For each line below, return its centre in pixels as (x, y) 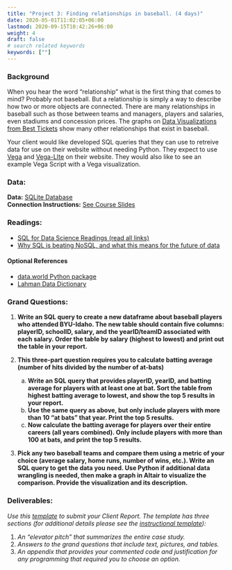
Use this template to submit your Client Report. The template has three (108, 516)
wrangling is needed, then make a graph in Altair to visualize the (112, 476)
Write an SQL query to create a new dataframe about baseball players (119, 317)
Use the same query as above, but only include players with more (124, 410)
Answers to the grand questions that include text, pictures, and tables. (118, 544)
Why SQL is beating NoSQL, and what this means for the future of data (118, 245)
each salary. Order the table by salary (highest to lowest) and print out (121, 339)
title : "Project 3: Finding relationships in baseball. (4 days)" (105, 14)
